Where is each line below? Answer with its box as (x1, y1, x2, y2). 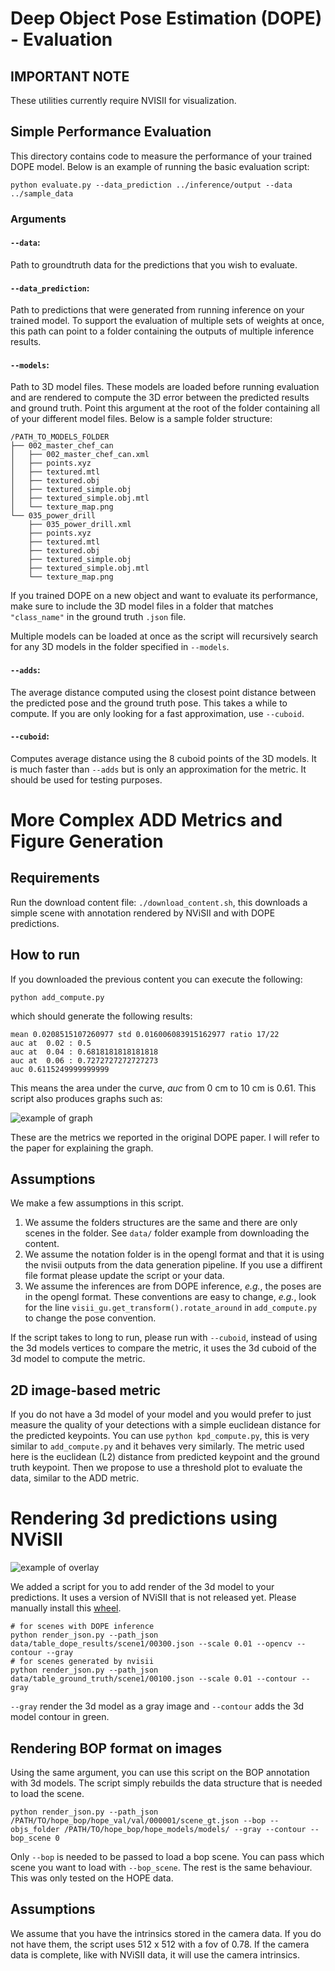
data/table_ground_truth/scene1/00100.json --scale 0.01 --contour (10, 1674, 298, 1684)
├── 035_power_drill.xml (28, 520, 132, 530)
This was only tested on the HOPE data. (10, 1872, 174, 1884)
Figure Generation (10, 830, 164, 852)
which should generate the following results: (10, 1010, 193, 1022)
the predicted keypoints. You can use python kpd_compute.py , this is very (10, 1430, 310, 1442)
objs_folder (10, 1824, 60, 1834)
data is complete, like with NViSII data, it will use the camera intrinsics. (10, 1948, 301, 1961)
